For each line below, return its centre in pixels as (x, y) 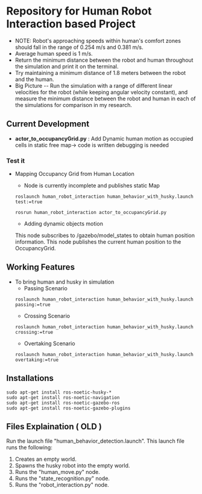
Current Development (48, 124)
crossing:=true (34, 332)
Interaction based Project (71, 24)
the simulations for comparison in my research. (74, 105)
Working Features (41, 267)
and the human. (34, 79)
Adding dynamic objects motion (64, 224)
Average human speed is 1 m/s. (54, 53)
